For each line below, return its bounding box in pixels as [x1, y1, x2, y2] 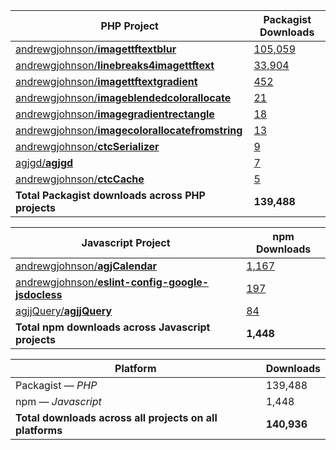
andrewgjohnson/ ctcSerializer [15, 140, 160, 153]
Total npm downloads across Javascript [15, 320, 211, 334]
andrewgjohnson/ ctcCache [15, 172, 145, 186]
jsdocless [15, 288, 63, 301]
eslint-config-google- [97, 275, 210, 289]
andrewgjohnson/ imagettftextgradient [15, 75, 198, 88]
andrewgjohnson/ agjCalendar [15, 259, 158, 273]
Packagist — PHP [15, 379, 98, 392]
